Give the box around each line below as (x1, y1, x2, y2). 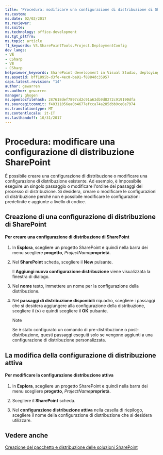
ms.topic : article (5, 39, 42, 44)
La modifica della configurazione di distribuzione (5, 351, 156, 359)
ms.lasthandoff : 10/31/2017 (5, 115, 62, 120)
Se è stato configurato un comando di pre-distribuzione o (12, 327, 127, 333)
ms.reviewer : (5, 20, 32, 26)
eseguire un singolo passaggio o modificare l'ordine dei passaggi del (5, 183, 143, 189)
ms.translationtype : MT (5, 106, 53, 112)
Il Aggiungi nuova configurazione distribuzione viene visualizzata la (12, 269, 150, 275)
